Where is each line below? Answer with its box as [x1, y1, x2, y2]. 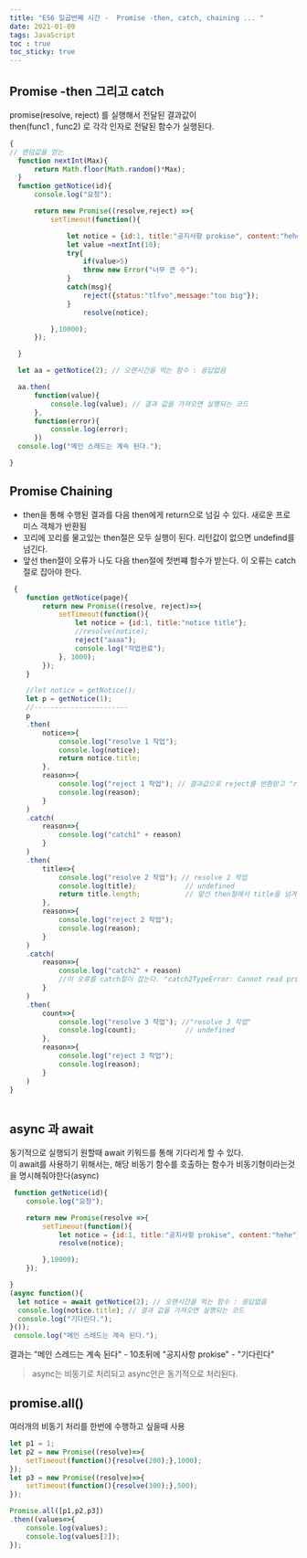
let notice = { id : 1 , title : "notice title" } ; [74, 619, 248, 628]
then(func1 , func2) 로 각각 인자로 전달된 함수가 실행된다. [9, 121, 215, 132]
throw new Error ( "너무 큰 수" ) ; [82, 266, 199, 275]
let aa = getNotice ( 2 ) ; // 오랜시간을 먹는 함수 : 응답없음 [17, 366, 227, 376]
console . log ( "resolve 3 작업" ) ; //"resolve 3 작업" [58, 1017, 252, 1026]
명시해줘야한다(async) [18, 1171, 100, 1182]
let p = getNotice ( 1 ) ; [26, 694, 112, 704]
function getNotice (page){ [26, 593, 129, 602]
